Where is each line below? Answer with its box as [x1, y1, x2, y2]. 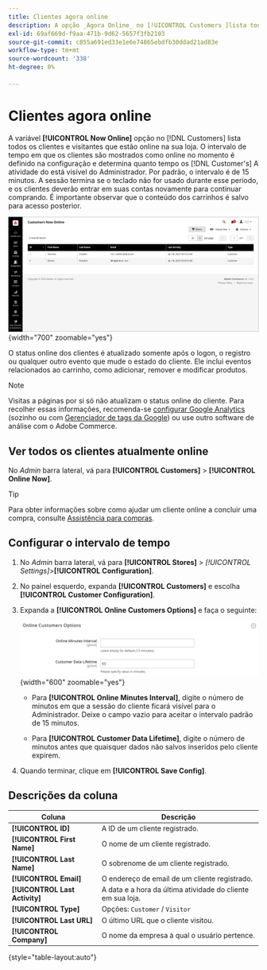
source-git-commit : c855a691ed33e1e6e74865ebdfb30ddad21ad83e [8, 38, 219, 46]
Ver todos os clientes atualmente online [8, 444, 209, 458]
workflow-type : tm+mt [8, 46, 80, 55]
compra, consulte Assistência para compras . [8, 513, 155, 523]
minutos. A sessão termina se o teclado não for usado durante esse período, [8, 175, 258, 185]
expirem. [31, 750, 61, 760]
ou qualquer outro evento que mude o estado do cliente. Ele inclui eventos [8, 356, 252, 366]
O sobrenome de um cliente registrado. [102, 859, 230, 868]
